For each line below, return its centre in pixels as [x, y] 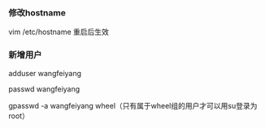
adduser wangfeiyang [45, 73]
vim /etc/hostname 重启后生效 [59, 32]
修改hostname [37, 12]
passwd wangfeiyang [44, 89]
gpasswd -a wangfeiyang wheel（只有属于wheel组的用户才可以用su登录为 [133, 105]
